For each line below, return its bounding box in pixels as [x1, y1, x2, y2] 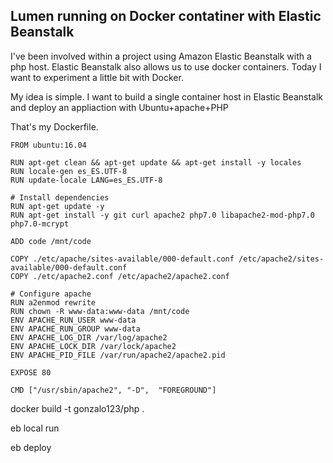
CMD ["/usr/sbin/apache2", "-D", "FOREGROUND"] [10, 385, 217, 395]
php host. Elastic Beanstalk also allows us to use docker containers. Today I [10, 60, 322, 73]
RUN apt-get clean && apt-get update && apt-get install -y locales [10, 157, 302, 168]
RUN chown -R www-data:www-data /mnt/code [10, 306, 190, 316]
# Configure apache [10, 289, 92, 299]
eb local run [10, 422, 60, 434]
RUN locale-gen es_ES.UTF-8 [10, 166, 128, 176]
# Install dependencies [10, 192, 110, 203]
